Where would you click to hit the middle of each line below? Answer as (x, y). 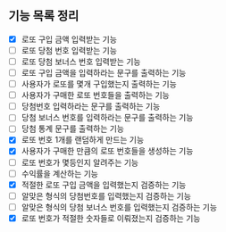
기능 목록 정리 (44, 16)
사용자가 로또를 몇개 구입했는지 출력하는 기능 (99, 84)
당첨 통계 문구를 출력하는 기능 (72, 128)
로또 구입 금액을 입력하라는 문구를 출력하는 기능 (104, 73)
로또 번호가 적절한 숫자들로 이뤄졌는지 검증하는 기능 (111, 218)
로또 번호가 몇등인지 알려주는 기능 (80, 162)
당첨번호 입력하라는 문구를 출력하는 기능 (91, 106)
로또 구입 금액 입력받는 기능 (69, 39)
